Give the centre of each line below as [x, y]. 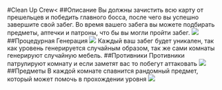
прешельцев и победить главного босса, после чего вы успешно [103, 17]
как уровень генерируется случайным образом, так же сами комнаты [111, 48]
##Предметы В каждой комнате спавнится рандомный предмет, [103, 71]
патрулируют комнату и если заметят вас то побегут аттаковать [102, 64]
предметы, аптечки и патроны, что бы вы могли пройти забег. [99, 33]
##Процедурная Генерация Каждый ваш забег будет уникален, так [111, 41]
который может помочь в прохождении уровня [77, 79]
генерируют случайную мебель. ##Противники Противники [96, 55]
